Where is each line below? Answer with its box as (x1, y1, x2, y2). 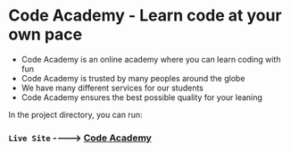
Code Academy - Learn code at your (8, 5, 282, 26)
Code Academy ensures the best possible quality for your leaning (21, 91, 262, 103)
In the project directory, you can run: (8, 109, 143, 120)
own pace (8, 24, 82, 45)
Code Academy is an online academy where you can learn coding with (21, 54, 281, 64)
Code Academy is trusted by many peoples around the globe (21, 72, 245, 83)
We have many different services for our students (21, 82, 204, 93)
